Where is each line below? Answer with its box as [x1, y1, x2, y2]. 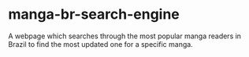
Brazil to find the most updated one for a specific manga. [8, 39, 193, 48]
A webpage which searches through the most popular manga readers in [8, 31, 242, 41]
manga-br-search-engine [8, 5, 180, 23]
